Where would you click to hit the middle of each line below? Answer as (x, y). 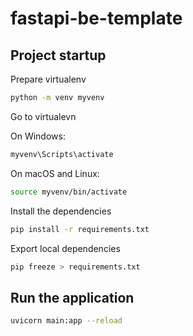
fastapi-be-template (96, 18)
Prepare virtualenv (48, 79)
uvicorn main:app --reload (66, 321)
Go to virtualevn (43, 116)
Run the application (72, 297)
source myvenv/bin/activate (69, 192)
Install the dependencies (61, 211)
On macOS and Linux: (55, 173)
